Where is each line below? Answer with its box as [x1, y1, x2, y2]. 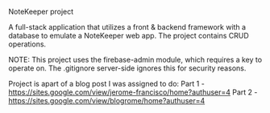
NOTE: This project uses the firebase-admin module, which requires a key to [8, 55, 263, 64]
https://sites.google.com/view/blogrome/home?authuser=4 [8, 96, 206, 105]
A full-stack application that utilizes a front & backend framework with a [8, 22, 247, 31]
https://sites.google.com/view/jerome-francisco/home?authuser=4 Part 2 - [8, 87, 258, 97]
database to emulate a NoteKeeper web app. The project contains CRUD [8, 31, 250, 40]
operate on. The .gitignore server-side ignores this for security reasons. [8, 63, 247, 73]
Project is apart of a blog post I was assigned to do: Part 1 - [8, 79, 206, 88]
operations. [8, 39, 47, 49]
